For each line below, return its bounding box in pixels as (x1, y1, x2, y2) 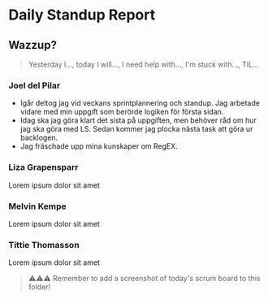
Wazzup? (8, 38, 57, 52)
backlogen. (19, 132, 58, 143)
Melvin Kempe (8, 201, 67, 212)
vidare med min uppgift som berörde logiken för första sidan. (19, 107, 224, 117)
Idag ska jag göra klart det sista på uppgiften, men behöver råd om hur (19, 115, 257, 125)
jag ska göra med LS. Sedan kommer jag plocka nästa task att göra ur (19, 124, 253, 134)
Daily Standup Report (8, 6, 156, 24)
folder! (28, 282, 51, 292)
